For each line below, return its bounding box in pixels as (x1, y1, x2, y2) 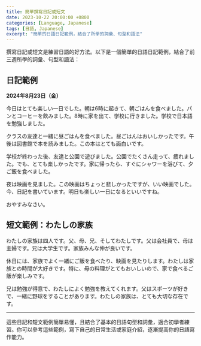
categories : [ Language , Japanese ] (6, 20, 93, 26)
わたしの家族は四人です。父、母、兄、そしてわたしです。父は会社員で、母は (6, 237, 193, 244)
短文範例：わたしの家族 (6, 220, 93, 230)
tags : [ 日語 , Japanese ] (6, 25, 64, 32)
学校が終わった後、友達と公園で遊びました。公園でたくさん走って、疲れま (6, 152, 190, 160)
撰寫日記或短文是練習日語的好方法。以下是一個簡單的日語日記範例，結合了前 (6, 49, 195, 56)
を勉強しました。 (6, 119, 48, 127)
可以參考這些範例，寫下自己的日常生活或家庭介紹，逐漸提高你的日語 (22, 326, 190, 333)
